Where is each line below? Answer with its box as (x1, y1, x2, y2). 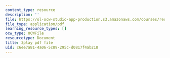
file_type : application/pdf (5, 21, 65, 27)
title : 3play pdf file (5, 40, 53, 45)
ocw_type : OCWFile (5, 31, 44, 36)
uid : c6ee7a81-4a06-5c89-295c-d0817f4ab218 (5, 45, 99, 50)
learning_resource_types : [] (5, 26, 67, 31)
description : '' (5, 12, 39, 17)
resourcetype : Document (5, 36, 56, 41)
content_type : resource (5, 7, 56, 13)
